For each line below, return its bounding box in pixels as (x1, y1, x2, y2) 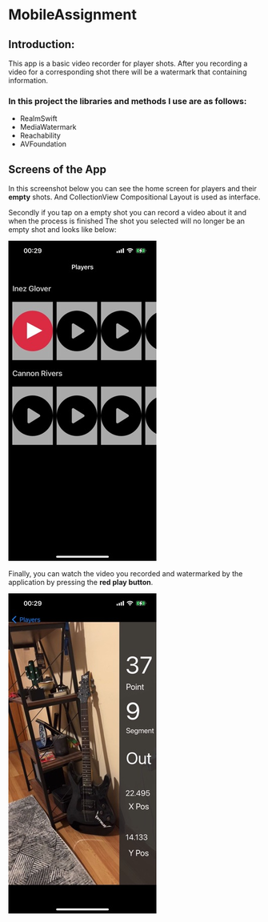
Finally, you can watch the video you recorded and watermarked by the (8, 569, 243, 579)
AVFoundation (19, 139, 66, 149)
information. (8, 76, 49, 85)
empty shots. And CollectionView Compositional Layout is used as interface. (8, 192, 261, 202)
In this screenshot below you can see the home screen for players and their (8, 184, 258, 194)
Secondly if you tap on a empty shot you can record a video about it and (8, 208, 246, 218)
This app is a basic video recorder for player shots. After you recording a (8, 58, 248, 68)
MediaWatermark (19, 122, 78, 132)
